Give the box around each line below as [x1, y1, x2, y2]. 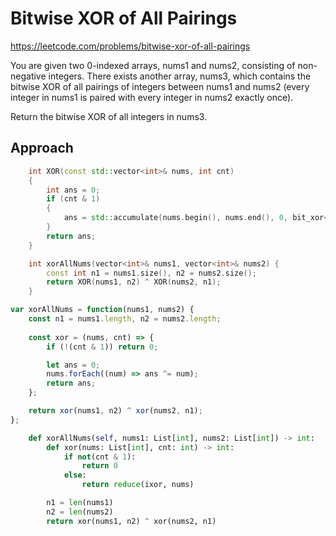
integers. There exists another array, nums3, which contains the [48, 70, 312, 82]
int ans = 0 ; [46, 185, 101, 195]
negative [10, 70, 47, 82]
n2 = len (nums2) [46, 507, 114, 517]
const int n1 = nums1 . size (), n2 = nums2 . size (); [46, 268, 257, 278]
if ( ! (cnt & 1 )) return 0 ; [46, 342, 159, 352]
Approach [10, 140, 74, 157]
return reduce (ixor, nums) [81, 480, 195, 490]
